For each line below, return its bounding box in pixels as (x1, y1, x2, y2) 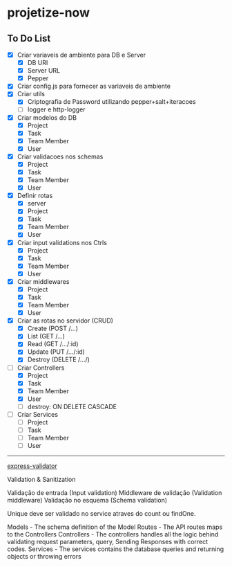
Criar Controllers (17, 363, 65, 372)
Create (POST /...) (27, 324, 78, 333)
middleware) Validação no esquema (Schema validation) (7, 496, 168, 505)
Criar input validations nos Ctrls (17, 238, 107, 246)
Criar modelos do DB (17, 113, 77, 122)
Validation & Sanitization (7, 476, 76, 484)
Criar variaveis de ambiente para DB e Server (17, 51, 146, 59)
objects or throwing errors (7, 552, 81, 561)
